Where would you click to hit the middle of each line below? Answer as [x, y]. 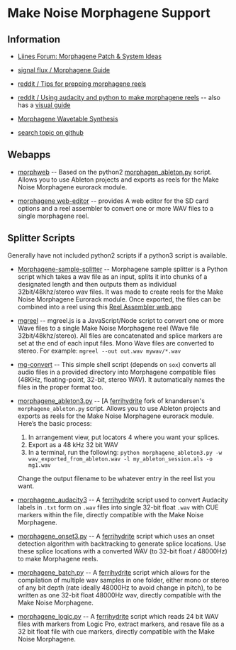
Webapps [29, 155]
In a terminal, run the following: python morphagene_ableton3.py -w [125, 452]
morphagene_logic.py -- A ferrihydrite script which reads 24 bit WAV [118, 616]
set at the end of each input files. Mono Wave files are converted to [116, 343]
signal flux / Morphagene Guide [64, 70]
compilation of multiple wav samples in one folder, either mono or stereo [123, 580]
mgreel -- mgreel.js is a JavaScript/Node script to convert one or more [121, 320]
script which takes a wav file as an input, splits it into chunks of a [112, 276]
